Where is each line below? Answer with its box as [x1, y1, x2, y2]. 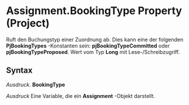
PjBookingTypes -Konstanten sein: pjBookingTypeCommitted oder [6, 42, 170, 49]
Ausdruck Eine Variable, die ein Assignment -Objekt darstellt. [6, 92, 156, 99]
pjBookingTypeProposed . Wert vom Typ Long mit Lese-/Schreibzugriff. [6, 48, 180, 55]
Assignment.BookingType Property [6, 4, 183, 18]
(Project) [6, 16, 50, 30]
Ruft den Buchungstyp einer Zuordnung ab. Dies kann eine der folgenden [6, 36, 184, 43]
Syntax [6, 66, 33, 76]
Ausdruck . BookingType [6, 81, 66, 88]
